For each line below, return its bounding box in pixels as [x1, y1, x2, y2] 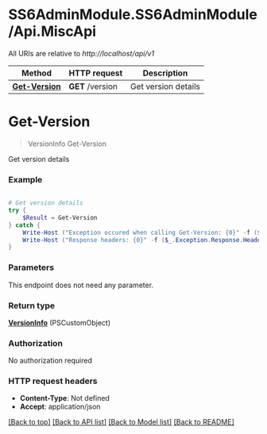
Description [142, 67, 188, 79]
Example [8, 174, 43, 185]
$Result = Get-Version [22, 213, 98, 221]
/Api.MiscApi [8, 22, 97, 40]
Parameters [8, 262, 54, 273]
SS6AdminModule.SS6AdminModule [8, 6, 258, 24]
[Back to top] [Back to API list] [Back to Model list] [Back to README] [8, 417, 234, 427]
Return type [8, 300, 56, 311]
